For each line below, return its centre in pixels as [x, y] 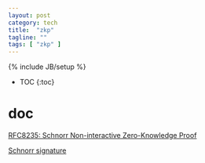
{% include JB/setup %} [47, 67]
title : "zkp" [31, 30]
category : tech [33, 23]
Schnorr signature [37, 150]
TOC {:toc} [37, 82]
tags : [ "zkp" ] [35, 45]
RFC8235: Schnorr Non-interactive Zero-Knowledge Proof [102, 136]
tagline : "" [27, 37]
